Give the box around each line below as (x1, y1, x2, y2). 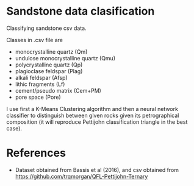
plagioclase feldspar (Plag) (15, 67, 83, 74)
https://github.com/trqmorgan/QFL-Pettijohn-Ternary (15, 173, 148, 180)
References (6, 146, 66, 160)
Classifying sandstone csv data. (6, 24, 87, 32)
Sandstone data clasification (6, 4, 155, 18)
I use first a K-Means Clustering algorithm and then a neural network (6, 105, 179, 112)
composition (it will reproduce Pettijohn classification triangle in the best (6, 118, 188, 126)
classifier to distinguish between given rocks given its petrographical (6, 112, 179, 119)
